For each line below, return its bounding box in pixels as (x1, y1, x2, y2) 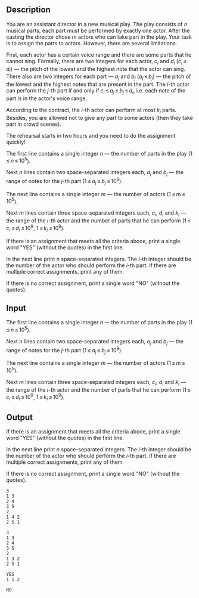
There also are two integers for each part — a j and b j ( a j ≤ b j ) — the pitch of (6, 73, 191, 82)
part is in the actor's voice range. (6, 95, 88, 102)
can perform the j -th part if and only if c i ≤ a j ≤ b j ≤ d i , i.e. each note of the (6, 87, 186, 95)
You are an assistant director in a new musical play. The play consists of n (6, 20, 188, 27)
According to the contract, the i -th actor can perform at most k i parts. (6, 107, 177, 115)
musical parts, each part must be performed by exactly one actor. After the (6, 27, 190, 34)
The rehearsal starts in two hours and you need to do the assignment (6, 132, 176, 139)
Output (6, 412, 33, 422)
